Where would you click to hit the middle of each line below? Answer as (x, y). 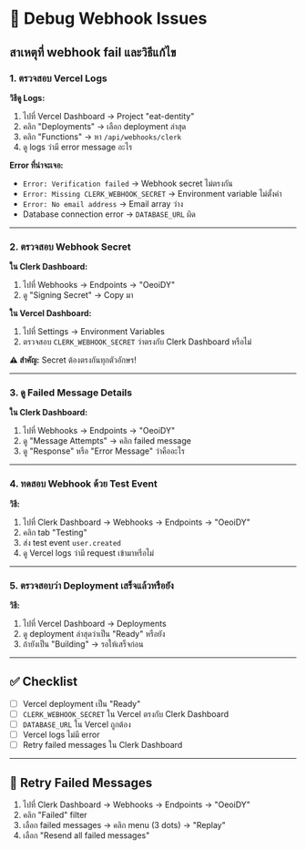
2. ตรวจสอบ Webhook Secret (70, 247)
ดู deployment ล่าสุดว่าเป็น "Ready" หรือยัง (94, 634)
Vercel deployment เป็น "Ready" (82, 703)
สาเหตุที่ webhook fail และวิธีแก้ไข (93, 52)
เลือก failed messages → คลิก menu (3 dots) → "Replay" (124, 825)
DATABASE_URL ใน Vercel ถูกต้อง (76, 724)
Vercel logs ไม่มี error (61, 735)
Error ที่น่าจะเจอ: (36, 165)
